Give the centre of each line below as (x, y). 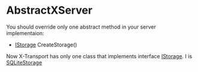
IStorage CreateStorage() (46, 45)
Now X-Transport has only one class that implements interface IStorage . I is (99, 56)
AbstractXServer (49, 10)
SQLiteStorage (24, 62)
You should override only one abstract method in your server (81, 27)
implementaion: (25, 33)
